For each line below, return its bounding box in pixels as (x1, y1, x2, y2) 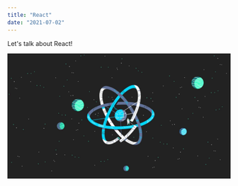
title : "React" (7, 11, 52, 18)
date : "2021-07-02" (7, 18, 65, 26)
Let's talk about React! (7, 39, 73, 47)
